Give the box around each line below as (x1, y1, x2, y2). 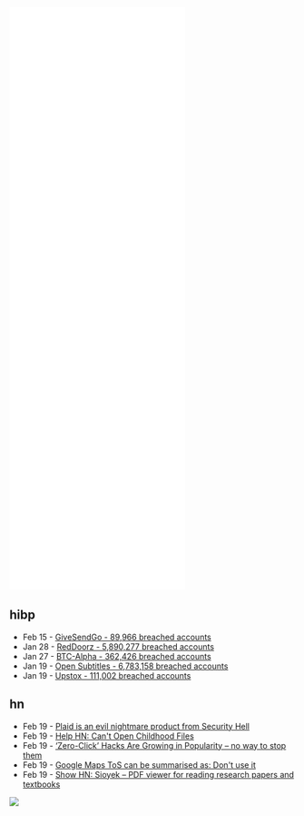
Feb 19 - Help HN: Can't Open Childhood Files (22, 730, 195, 741)
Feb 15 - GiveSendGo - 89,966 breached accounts (22, 631, 211, 642)
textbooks (22, 779, 61, 790)
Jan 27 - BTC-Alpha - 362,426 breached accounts (22, 650, 211, 661)
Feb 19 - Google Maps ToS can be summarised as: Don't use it (22, 759, 257, 771)
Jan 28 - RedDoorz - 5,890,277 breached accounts (22, 640, 215, 652)
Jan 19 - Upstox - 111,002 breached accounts (22, 670, 191, 680)
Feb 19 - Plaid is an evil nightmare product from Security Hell (22, 720, 250, 731)
